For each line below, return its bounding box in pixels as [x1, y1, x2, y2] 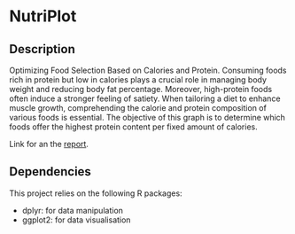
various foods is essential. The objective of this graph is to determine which [9, 113, 286, 122]
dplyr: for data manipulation [21, 205, 124, 215]
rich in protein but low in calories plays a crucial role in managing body [9, 74, 268, 85]
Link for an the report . [9, 139, 89, 149]
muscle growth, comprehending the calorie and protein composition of [9, 103, 268, 113]
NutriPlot [9, 6, 77, 27]
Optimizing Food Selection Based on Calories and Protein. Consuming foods [9, 65, 287, 75]
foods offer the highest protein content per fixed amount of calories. [9, 121, 259, 132]
